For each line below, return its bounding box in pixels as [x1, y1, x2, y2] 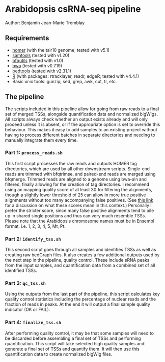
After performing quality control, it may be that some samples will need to [5, 330, 154, 336]
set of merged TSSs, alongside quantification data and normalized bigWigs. [5, 111, 158, 117]
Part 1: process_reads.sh [5, 149, 63, 156]
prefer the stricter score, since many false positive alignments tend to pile [5, 208, 154, 213]
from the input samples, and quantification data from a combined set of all [5, 262, 155, 269]
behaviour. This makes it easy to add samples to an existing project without [5, 126, 157, 132]
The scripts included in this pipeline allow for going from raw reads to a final [5, 106, 159, 112]
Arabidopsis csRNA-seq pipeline [5, 3, 141, 15]
